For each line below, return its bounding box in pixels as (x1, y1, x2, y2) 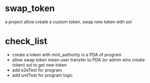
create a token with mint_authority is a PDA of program (12, 52, 122, 57)
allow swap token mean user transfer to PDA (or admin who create (12, 56, 145, 63)
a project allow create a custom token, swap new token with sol (5, 19, 132, 25)
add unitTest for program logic (12, 72, 73, 78)
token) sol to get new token (12, 62, 67, 68)
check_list (5, 36, 48, 47)
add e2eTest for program (12, 67, 62, 73)
